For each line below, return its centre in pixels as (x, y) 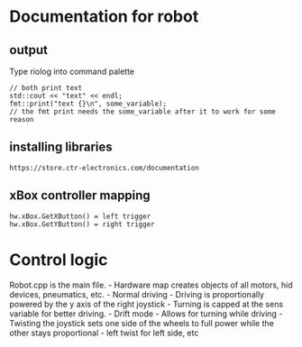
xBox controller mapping (80, 196)
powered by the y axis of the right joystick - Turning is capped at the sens (146, 304)
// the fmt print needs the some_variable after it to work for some (143, 112)
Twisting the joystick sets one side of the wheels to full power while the (142, 323)
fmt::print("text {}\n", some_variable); (88, 104)
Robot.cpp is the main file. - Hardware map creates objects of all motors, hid (151, 285)
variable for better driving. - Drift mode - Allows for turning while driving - (146, 314)
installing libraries (61, 147)
